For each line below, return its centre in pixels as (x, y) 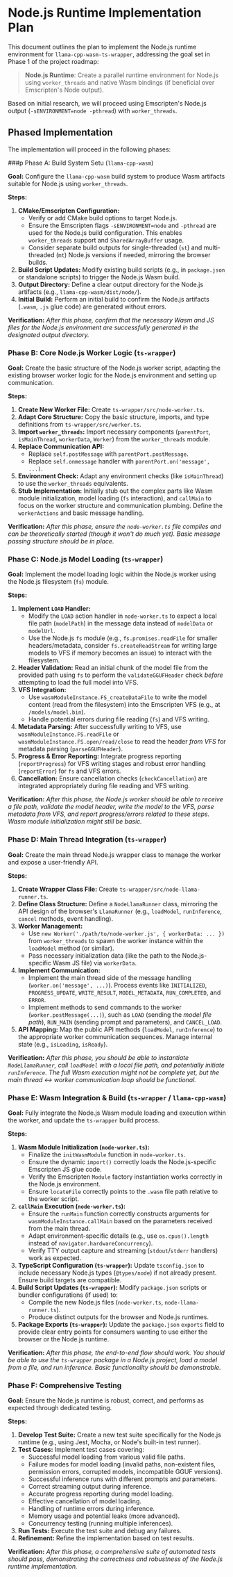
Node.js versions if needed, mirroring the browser (139, 254)
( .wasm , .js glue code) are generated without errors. (92, 307)
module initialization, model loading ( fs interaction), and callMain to (115, 498)
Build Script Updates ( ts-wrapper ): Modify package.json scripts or (112, 1287)
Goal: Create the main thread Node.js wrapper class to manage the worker (114, 855)
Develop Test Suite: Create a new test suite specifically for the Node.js (119, 1435)
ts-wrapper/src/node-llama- (160, 890)
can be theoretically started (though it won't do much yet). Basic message (114, 534)
